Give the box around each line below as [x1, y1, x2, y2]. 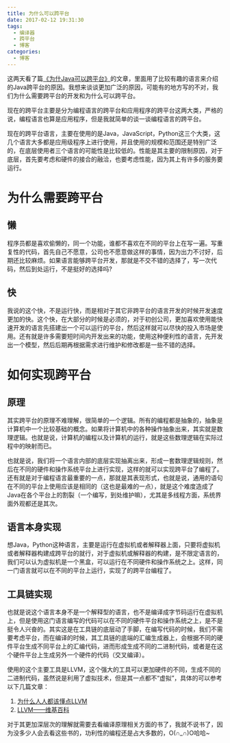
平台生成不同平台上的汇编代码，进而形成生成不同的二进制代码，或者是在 [12, 642, 217, 650]
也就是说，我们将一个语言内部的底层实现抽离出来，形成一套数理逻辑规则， [7, 456, 217, 464]
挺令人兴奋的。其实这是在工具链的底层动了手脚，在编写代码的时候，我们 [7, 625, 211, 633]
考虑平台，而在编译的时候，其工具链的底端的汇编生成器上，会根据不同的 [12, 634, 217, 642]
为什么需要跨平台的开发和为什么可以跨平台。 [12, 91, 139, 99]
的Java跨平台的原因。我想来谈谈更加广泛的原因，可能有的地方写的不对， [7, 83, 213, 91]
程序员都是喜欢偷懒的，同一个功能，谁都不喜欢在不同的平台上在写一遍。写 [7, 239, 217, 247]
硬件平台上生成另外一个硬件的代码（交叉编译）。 [12, 651, 149, 659]
